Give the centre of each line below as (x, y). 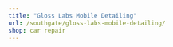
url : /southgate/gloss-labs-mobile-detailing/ (87, 23)
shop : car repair (37, 30)
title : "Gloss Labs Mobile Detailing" (73, 16)
